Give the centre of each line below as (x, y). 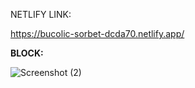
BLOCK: (27, 53)
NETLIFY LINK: (41, 14)
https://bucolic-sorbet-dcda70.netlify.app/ (97, 33)
